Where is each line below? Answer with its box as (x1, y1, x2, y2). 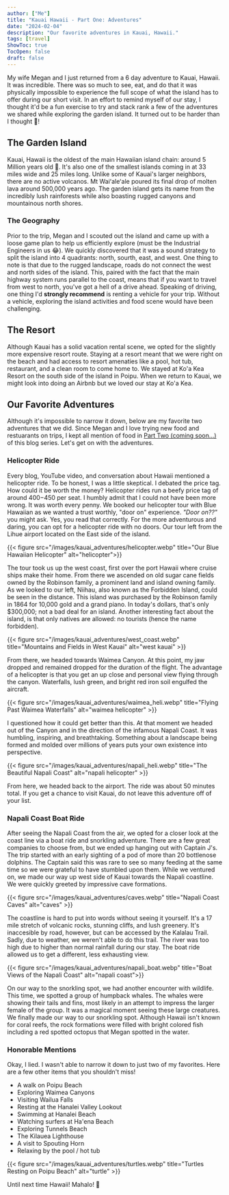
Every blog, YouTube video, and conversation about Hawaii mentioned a (7, 471, 210, 480)
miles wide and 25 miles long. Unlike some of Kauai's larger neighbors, (7, 169, 207, 178)
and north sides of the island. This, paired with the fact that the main (7, 268, 200, 276)
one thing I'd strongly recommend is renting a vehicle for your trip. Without (7, 289, 220, 298)
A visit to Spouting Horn (16, 1139, 85, 1148)
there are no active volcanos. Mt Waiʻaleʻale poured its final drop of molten (7, 177, 217, 185)
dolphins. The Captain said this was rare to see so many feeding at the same (7, 858, 223, 867)
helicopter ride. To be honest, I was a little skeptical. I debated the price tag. (7, 479, 221, 487)
